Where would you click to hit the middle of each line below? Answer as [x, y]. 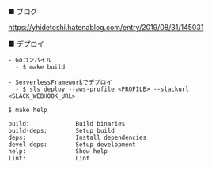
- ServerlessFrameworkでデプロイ [60, 82]
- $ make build [40, 67]
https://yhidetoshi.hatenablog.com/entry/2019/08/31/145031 [106, 27]
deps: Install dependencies [78, 137]
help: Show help [58, 152]
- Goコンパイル [30, 60]
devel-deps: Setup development [72, 145]
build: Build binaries [67, 124]
